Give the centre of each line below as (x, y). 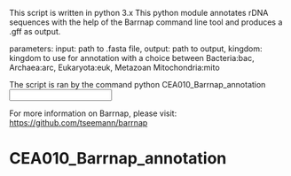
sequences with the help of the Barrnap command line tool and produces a (146, 22)
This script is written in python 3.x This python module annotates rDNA (139, 13)
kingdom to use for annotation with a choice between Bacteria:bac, (132, 58)
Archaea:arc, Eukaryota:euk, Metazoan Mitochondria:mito (114, 67)
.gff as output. (35, 31)
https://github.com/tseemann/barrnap (79, 122)
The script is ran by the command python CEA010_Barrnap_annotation (138, 84)
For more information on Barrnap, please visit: (93, 113)
